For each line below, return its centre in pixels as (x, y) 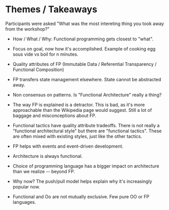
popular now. (26, 186)
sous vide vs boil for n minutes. (45, 54)
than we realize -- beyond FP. (44, 171)
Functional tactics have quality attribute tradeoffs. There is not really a (86, 125)
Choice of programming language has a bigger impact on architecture (86, 166)
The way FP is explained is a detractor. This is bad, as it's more (79, 104)
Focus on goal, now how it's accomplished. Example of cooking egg (84, 49)
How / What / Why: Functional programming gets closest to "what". (83, 39)
